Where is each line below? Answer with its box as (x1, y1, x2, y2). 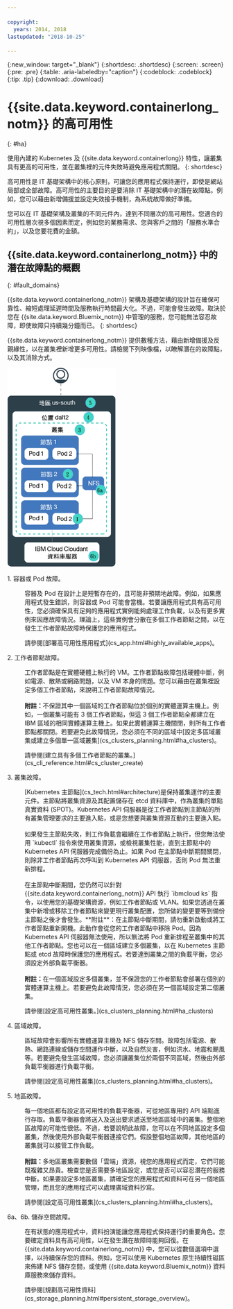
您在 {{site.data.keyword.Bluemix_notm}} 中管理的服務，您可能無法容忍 (7, 312, 212, 320)
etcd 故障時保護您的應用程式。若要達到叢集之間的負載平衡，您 (37, 950, 217, 958)
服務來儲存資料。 (30, 1270, 80, 1279)
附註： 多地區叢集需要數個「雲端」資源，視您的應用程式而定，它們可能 (24, 1157, 225, 1165)
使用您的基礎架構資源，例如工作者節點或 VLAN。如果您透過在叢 (42, 898, 225, 906)
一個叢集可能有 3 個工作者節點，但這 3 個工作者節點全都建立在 (36, 710, 216, 718)
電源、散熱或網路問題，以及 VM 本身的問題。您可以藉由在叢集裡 (30, 676, 214, 685)
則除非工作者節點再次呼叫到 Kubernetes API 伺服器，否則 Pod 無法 (24, 855, 215, 864)
